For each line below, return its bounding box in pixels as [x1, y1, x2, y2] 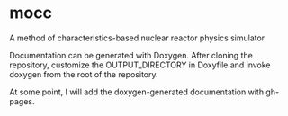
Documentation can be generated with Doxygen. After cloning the [9, 49, 254, 60]
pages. [9, 95, 35, 106]
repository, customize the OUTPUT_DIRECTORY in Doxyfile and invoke [9, 59, 271, 70]
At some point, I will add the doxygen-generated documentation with [9, 86, 264, 97]
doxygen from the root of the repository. [9, 68, 158, 79]
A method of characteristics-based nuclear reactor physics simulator [9, 32, 265, 43]
